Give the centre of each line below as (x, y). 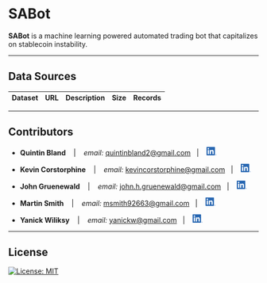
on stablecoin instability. (48, 44)
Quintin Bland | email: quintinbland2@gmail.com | (109, 152)
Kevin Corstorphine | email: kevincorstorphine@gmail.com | (126, 169)
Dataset (25, 98)
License (28, 252)
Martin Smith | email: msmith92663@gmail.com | (108, 203)
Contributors (41, 132)
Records (147, 98)
